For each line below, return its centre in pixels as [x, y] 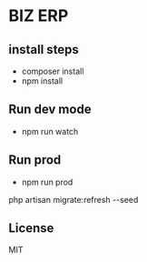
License [31, 228]
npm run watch [50, 131]
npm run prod [47, 182]
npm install [42, 81]
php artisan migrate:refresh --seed [73, 199]
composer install [53, 71]
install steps [44, 50]
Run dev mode [50, 110]
